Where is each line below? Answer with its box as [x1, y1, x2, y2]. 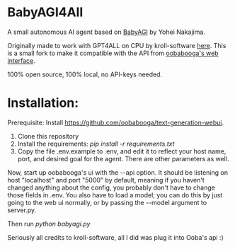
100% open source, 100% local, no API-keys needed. [7, 70, 163, 79]
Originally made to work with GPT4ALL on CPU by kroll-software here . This [7, 41, 227, 50]
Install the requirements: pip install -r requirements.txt [17, 139, 175, 148]
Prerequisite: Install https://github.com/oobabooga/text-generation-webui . [7, 118, 224, 127]
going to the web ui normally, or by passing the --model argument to [7, 198, 207, 207]
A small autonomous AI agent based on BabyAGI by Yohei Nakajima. [7, 28, 205, 36]
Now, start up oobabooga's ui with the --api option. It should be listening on [7, 168, 229, 177]
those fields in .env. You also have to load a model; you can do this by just [7, 190, 223, 199]
